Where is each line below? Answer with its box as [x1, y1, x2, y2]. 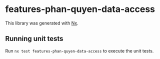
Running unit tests [5, 34, 63, 43]
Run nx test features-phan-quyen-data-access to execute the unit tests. [5, 47, 154, 53]
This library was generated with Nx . [5, 20, 78, 26]
